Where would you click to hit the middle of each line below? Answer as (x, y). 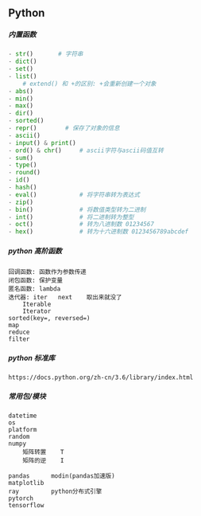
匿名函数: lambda (35, 289)
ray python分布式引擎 (55, 492)
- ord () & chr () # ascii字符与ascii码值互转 (86, 150)
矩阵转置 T (43, 452)
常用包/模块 (27, 396)
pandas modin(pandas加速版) (62, 476)
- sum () (21, 158)
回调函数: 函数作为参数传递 (48, 272)
